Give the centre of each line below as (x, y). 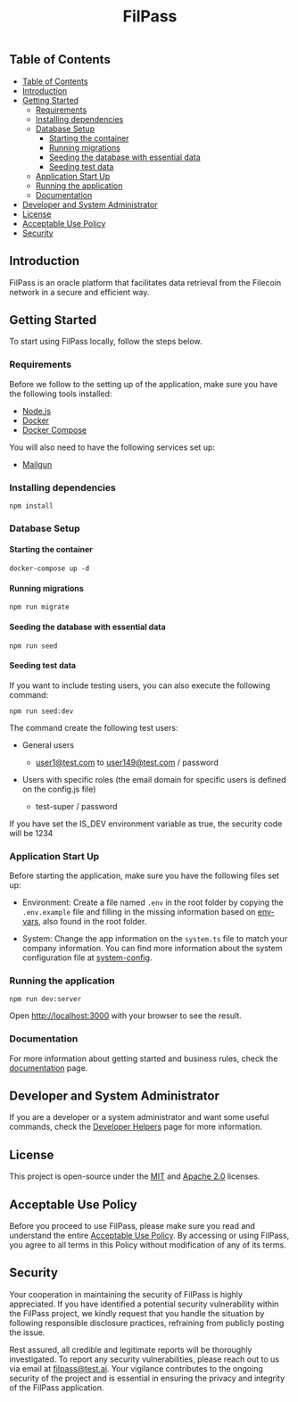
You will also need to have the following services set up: (112, 447)
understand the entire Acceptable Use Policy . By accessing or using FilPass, (149, 1236)
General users (48, 745)
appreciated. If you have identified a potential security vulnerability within (144, 1304)
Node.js (37, 411)
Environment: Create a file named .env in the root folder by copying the (153, 902)
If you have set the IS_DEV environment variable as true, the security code (146, 824)
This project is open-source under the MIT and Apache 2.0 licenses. (135, 1176)
